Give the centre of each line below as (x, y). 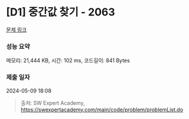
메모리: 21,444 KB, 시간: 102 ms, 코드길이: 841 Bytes (68, 60)
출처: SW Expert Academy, (53, 103)
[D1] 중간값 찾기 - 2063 (61, 12)
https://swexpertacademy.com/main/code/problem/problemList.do (102, 110)
